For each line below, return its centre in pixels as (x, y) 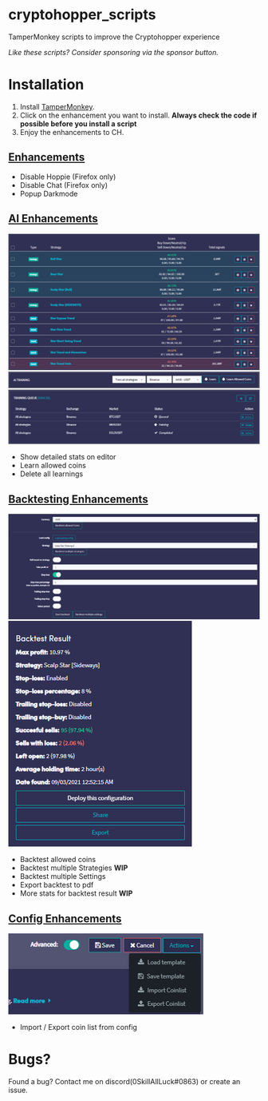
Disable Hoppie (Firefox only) (68, 177)
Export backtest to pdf (57, 885)
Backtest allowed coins (58, 860)
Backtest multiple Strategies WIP (74, 868)
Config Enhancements (65, 918)
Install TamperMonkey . (57, 106)
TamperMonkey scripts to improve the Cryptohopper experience (114, 37)
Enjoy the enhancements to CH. (72, 132)
